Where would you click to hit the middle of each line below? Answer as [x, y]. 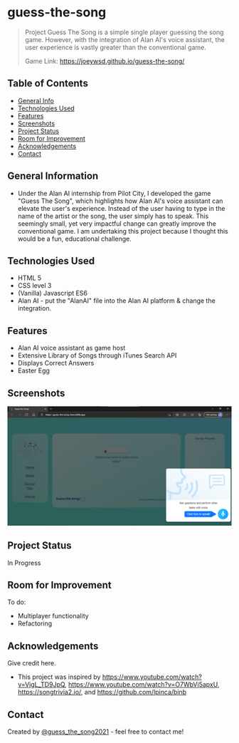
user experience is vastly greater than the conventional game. [115, 47]
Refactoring [35, 623]
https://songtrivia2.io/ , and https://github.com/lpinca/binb [102, 692]
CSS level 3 [34, 286]
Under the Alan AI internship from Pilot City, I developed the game [114, 193]
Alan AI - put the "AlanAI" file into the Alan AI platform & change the [116, 301]
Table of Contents [48, 84]
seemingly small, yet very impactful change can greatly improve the [117, 223]
